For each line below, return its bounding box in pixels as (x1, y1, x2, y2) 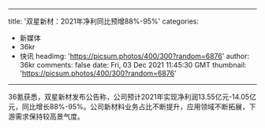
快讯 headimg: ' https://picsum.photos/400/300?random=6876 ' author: (19, 52, 250, 60)
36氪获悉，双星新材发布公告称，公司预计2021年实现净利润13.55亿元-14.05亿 (8, 92, 256, 101)
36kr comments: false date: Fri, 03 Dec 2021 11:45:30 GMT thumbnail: (19, 60, 247, 69)
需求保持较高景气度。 (14, 112, 84, 121)
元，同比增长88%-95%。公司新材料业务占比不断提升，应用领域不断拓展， (8, 102, 250, 111)
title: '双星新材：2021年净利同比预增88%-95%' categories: (8, 16, 200, 26)
